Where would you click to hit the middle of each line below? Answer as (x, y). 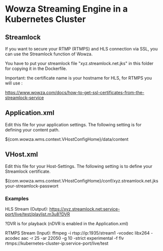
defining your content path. (32, 130)
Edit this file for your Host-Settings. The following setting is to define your (79, 166)
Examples (17, 199)
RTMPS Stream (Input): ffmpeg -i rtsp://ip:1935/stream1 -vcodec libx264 (77, 233)
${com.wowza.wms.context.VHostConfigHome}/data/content (67, 139)
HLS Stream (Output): (27, 209)
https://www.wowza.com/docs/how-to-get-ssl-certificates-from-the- (75, 92)
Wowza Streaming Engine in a (66, 9)
